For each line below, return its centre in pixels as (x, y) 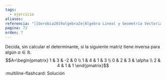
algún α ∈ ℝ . (19, 52)
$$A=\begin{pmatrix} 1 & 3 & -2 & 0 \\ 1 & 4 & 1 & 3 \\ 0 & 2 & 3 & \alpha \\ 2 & (83, 60)
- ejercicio (22, 14)
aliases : (14, 19)
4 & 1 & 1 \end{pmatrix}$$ (83, 65)
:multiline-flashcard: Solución (35, 73)
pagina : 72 (16, 28)
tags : (11, 10)
